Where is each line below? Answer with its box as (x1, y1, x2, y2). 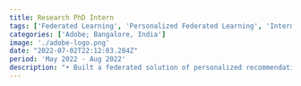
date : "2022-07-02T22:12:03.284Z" (9, 47, 139, 56)
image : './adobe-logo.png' (9, 38, 110, 47)
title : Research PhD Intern (9, 13, 115, 22)
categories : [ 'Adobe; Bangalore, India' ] (9, 30, 167, 39)
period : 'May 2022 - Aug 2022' (9, 55, 126, 64)
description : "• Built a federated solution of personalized (9, 64, 243, 73)
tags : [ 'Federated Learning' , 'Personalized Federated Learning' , (9, 21, 262, 30)
